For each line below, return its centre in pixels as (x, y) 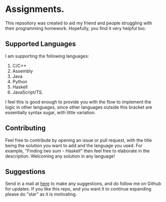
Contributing (25, 128)
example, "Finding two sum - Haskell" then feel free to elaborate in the (78, 151)
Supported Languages (41, 44)
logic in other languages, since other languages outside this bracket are (79, 107)
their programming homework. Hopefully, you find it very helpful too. (76, 28)
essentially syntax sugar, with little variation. (51, 112)
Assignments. (35, 9)
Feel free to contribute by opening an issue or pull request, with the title (79, 140)
